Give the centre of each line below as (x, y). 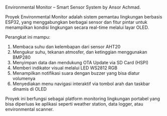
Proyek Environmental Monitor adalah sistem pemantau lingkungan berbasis (84, 17)
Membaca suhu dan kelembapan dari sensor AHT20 (66, 47)
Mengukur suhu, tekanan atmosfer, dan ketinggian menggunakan (80, 52)
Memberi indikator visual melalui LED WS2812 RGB (65, 68)
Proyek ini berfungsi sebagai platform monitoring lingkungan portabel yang (83, 99)
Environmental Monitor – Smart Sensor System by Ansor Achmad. (73, 7)
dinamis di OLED (29, 89)
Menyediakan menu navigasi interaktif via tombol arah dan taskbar (81, 84)
